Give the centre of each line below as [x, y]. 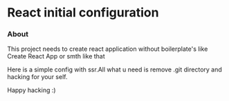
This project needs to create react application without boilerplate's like [108, 49]
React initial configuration [83, 13]
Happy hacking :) [32, 90]
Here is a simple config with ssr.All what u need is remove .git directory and [115, 69]
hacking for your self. [37, 77]
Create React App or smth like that [56, 56]
